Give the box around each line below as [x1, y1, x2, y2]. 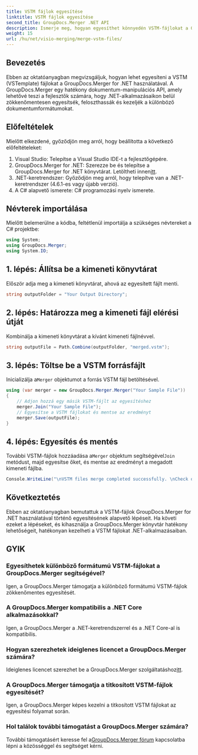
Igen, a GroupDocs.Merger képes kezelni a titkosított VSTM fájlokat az [6, 701, 177, 708]
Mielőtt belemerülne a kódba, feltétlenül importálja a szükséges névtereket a [6, 219, 192, 226]
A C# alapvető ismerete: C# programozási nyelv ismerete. [14, 186, 155, 193]
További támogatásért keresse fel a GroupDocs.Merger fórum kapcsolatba [6, 736, 186, 743]
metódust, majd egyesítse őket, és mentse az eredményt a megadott [6, 458, 173, 466]
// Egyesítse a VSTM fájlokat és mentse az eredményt [16, 409, 151, 415]
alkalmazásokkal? [6, 611, 59, 619]
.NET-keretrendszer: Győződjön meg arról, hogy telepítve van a [14, 174, 169, 181]
